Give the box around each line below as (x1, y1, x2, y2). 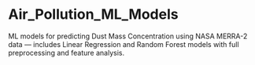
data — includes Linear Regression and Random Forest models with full (8, 39, 239, 49)
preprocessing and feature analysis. (8, 48, 124, 57)
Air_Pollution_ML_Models (8, 5, 179, 23)
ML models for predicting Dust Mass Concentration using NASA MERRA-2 (8, 31, 248, 41)
